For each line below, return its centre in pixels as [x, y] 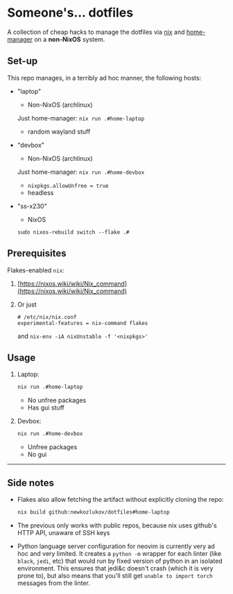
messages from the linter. [53, 583]
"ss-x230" [32, 206]
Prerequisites [37, 253]
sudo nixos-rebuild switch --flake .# [73, 232]
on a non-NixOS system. [70, 39]
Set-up [23, 61]
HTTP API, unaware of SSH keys [63, 532]
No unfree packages [57, 401]
